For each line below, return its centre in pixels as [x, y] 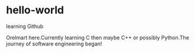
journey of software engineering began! [54, 44]
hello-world [35, 10]
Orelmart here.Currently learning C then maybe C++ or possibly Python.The [98, 37]
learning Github [25, 26]
